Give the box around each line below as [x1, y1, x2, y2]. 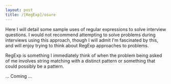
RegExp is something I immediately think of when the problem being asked [5, 52, 162, 59]
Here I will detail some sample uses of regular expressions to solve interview [5, 26, 166, 32]
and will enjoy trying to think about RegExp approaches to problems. [5, 42, 149, 48]
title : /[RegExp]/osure [5, 12, 56, 17]
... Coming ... [5, 73, 32, 79]
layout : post [5, 7, 33, 13]
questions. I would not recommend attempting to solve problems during [5, 32, 156, 38]
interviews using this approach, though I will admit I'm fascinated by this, [5, 37, 158, 43]
